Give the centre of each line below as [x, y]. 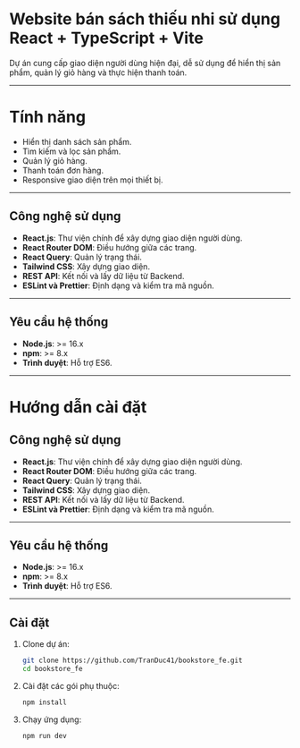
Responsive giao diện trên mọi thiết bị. [92, 180]
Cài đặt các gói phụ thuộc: [71, 685]
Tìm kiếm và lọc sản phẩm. [71, 151]
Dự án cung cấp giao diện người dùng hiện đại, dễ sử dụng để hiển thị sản [145, 63]
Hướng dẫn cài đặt [78, 407]
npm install [44, 702]
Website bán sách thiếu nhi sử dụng [145, 19]
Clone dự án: [46, 644]
